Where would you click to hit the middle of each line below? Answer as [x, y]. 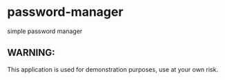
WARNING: [31, 53]
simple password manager [45, 31]
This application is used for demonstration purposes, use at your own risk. [113, 69]
